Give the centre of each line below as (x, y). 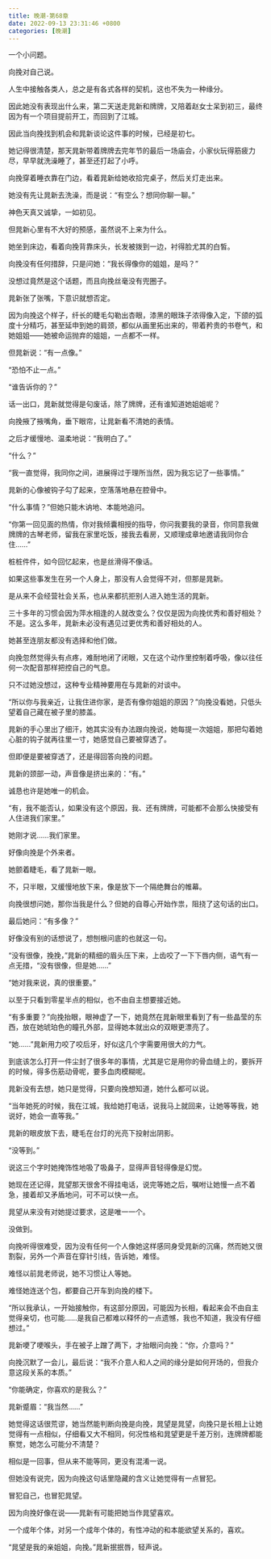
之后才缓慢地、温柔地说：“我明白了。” (70, 439)
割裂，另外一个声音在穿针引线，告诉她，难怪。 (86, 1256)
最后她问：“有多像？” (44, 921)
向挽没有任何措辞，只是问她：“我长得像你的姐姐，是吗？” (104, 264)
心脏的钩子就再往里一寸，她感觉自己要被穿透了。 (90, 739)
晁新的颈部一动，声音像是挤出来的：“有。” (77, 774)
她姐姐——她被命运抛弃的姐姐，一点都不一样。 (86, 335)
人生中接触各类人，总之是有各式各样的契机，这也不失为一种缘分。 (118, 89)
